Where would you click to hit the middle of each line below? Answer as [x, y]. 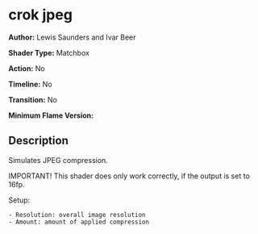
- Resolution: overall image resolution [77, 215]
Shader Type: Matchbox [49, 52]
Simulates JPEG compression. [58, 160]
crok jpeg [40, 15]
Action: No [27, 68]
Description [38, 141]
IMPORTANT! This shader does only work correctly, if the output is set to [129, 176]
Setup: [19, 200]
